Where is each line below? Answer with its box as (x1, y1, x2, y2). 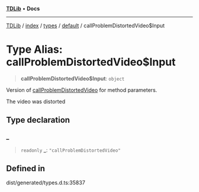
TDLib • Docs (6, 5, 40, 12)
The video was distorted (6, 98, 66, 105)
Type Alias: (6, 43, 63, 56)
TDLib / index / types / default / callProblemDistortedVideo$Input (6, 22, 165, 29)
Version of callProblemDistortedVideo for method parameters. (6, 86, 158, 94)
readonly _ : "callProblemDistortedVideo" (20, 146, 121, 153)
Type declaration (6, 115, 70, 125)
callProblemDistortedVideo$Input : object (20, 75, 125, 82)
